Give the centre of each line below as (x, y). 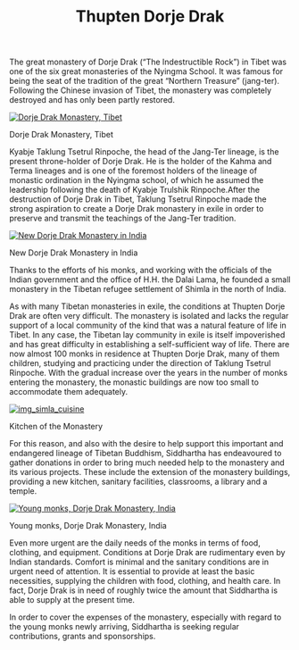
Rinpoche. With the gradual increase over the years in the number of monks (149, 373)
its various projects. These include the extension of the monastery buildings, (150, 472)
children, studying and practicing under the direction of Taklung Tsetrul (140, 363)
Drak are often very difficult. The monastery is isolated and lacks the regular (149, 316)
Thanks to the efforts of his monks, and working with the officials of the (141, 271)
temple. (23, 491)
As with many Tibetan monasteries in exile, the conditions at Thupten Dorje (147, 306)
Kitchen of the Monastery (56, 427)
